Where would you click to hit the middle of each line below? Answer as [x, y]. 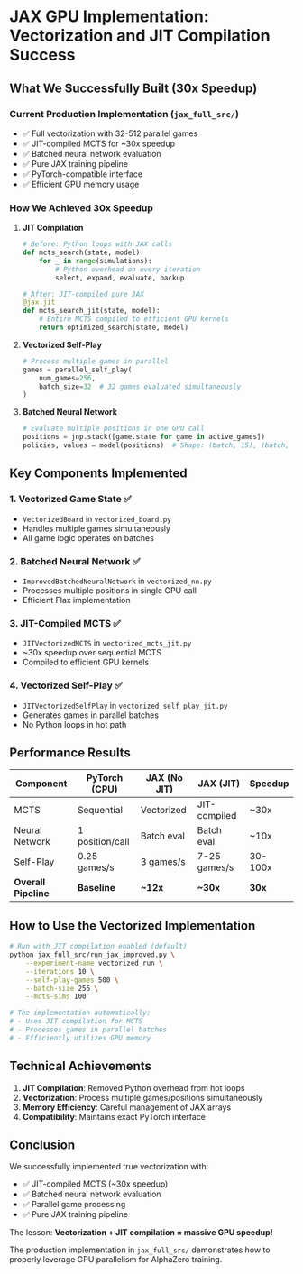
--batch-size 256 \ [62, 988]
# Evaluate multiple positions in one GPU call [113, 429]
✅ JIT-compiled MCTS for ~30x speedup [99, 143]
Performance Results [70, 752]
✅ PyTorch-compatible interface [83, 174]
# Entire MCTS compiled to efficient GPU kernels [134, 319]
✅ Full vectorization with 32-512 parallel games [110, 133]
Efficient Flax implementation [76, 600]
